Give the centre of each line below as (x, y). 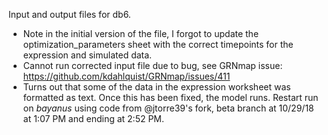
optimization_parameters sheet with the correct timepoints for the (158, 44)
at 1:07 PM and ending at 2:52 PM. (93, 118)
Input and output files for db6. (69, 14)
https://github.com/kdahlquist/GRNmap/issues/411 (126, 76)
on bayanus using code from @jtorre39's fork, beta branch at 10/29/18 (168, 108)
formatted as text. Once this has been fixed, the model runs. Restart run (170, 97)
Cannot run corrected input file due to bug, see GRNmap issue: (152, 65)
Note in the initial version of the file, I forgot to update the (141, 33)
